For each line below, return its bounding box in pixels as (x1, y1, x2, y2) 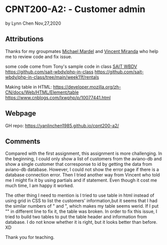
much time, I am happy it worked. (5, 182, 74, 189)
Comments (5, 137, 41, 146)
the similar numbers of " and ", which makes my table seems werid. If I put (5, 203, 159, 209)
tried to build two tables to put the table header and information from (5, 214, 147, 220)
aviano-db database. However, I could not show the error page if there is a (5, 166, 159, 172)
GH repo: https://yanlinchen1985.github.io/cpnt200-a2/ (5, 122, 119, 129)
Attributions (5, 35, 44, 43)
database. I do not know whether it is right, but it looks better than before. (5, 219, 157, 225)
